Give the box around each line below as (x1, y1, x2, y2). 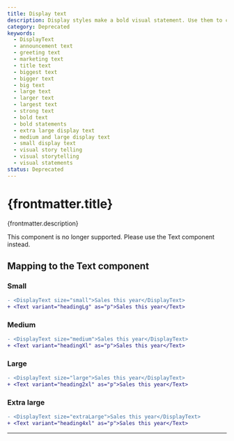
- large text (13, 88, 52, 95)
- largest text (13, 101, 58, 108)
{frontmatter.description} (7, 219, 79, 227)
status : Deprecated (7, 165, 64, 173)
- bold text (13, 114, 49, 121)
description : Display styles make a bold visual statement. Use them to (7, 17, 223, 24)
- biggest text (13, 68, 58, 75)
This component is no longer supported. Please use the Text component (7, 232, 214, 241)
